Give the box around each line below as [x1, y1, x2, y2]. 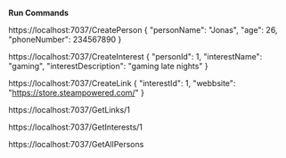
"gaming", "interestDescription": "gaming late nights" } [8, 61, 208, 71]
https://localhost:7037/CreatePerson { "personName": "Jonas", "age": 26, [8, 25, 278, 35]
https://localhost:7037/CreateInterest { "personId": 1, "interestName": [8, 51, 263, 61]
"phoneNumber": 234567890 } [8, 35, 122, 44]
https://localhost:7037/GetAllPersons [8, 139, 144, 149]
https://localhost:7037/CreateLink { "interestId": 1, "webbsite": [8, 78, 236, 88]
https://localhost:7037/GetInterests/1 [8, 122, 143, 132]
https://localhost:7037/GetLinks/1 [8, 105, 131, 115]
